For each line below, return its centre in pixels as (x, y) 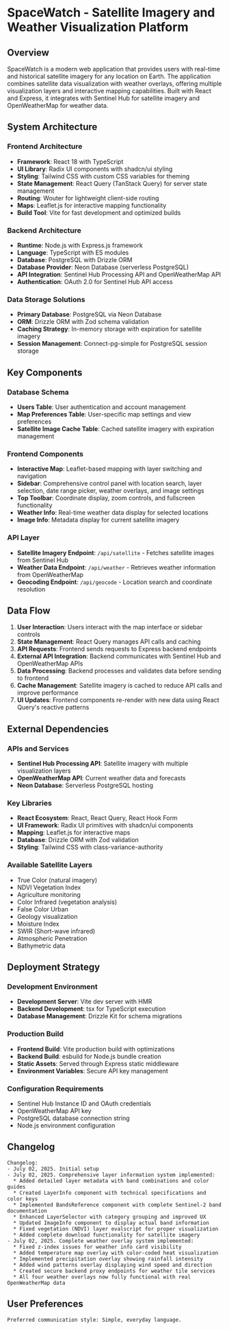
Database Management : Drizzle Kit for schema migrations (99, 1016)
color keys (23, 1199)
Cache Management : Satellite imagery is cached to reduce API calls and (119, 686)
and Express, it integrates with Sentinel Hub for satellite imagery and (104, 98)
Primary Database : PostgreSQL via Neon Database (89, 314)
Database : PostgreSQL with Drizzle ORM (75, 259)
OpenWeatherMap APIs (50, 664)
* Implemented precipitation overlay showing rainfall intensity (108, 1259)
